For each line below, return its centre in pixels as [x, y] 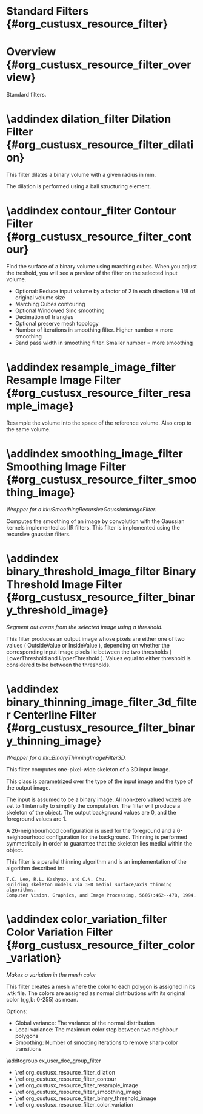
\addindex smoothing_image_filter [95, 454]
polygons [27, 1036]
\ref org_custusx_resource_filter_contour [66, 1079]
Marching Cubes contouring [50, 304]
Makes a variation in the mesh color [51, 975]
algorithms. [21, 890]
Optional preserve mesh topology [57, 323]
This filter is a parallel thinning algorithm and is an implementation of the [96, 861]
